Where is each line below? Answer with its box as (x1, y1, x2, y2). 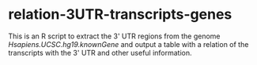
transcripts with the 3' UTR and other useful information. (8, 48, 192, 57)
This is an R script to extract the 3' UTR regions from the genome (8, 31, 221, 41)
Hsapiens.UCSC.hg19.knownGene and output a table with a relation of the (8, 39, 249, 49)
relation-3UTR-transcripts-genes (8, 5, 232, 23)
